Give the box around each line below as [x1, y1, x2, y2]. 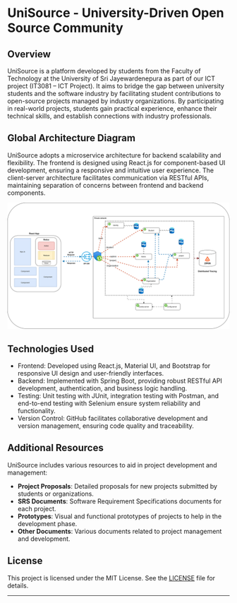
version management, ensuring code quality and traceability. [17, 422, 194, 430]
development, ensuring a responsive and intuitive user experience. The [7, 166, 214, 174]
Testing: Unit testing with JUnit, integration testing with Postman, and [17, 392, 219, 400]
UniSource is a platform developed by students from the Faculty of [7, 67, 201, 75]
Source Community [7, 20, 123, 36]
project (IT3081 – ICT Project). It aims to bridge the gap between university [7, 82, 224, 90]
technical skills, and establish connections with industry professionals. [7, 112, 212, 120]
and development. [17, 535, 71, 543]
